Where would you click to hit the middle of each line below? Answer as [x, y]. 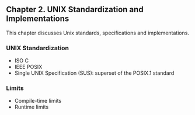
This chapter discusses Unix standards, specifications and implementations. [98, 33]
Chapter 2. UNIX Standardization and [75, 10]
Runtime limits [31, 107]
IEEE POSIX [28, 67]
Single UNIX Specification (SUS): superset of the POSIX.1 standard [94, 73]
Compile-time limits [38, 101]
